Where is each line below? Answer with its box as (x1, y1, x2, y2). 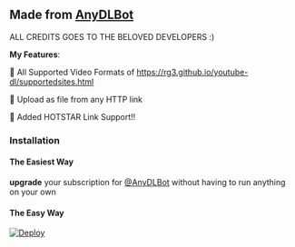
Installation (9, 133, 61, 146)
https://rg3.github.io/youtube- (136, 66, 249, 77)
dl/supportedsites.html (9, 76, 94, 87)
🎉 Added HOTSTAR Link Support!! (9, 111, 136, 122)
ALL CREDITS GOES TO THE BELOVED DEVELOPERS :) (9, 31, 215, 42)
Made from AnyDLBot (9, 7, 134, 23)
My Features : (9, 49, 61, 60)
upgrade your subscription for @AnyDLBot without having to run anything (9, 176, 286, 187)
